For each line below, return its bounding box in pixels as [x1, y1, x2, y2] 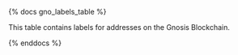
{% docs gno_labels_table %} [8, 7, 107, 16]
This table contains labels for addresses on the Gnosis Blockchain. [8, 23, 231, 32]
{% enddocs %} [8, 38, 62, 48]
